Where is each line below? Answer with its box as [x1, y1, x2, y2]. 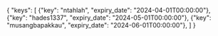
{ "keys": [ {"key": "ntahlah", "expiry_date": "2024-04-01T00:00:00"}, [6, 6, 211, 14]
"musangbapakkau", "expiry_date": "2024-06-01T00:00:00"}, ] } [6, 21, 197, 29]
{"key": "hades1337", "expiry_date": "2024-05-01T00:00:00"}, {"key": [6, 13, 212, 22]
